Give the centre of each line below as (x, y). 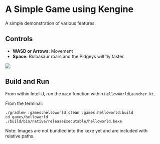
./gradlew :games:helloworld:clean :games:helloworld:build (69, 112)
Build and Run (27, 82)
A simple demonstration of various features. (51, 23)
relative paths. (20, 136)
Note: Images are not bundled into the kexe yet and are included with (76, 130)
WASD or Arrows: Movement (43, 51)
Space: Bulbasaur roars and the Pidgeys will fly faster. (68, 56)
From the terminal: (24, 103)
